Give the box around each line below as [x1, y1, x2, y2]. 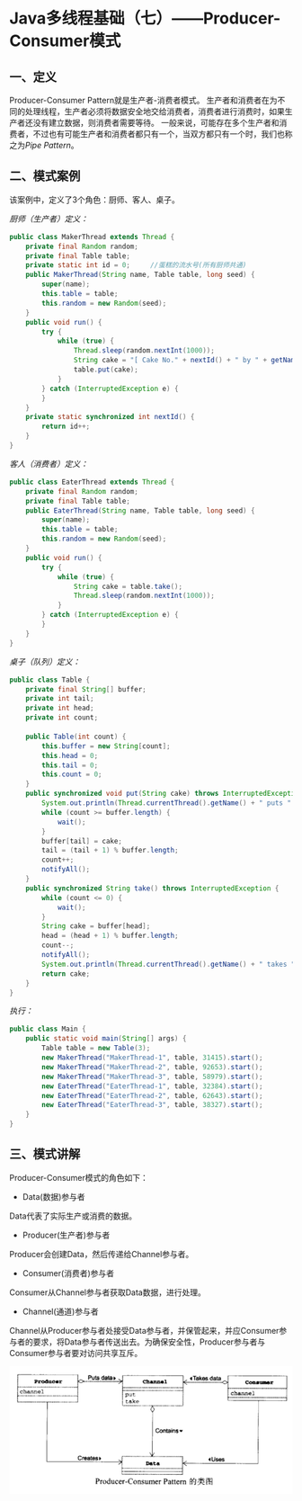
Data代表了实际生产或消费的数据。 [9, 1211, 138, 1221]
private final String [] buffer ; [25, 684, 147, 693]
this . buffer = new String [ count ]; [41, 741, 171, 751]
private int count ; [25, 713, 99, 722]
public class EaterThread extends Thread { [9, 478, 175, 487]
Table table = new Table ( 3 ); [41, 1044, 151, 1053]
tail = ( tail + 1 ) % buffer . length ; [41, 846, 179, 855]
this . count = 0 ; [41, 770, 102, 779]
